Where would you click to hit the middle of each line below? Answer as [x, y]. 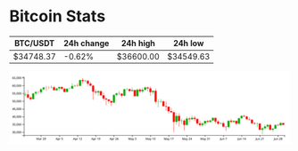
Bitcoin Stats [58, 16]
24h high [138, 44]
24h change [87, 44]
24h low [188, 44]
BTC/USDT [35, 44]
